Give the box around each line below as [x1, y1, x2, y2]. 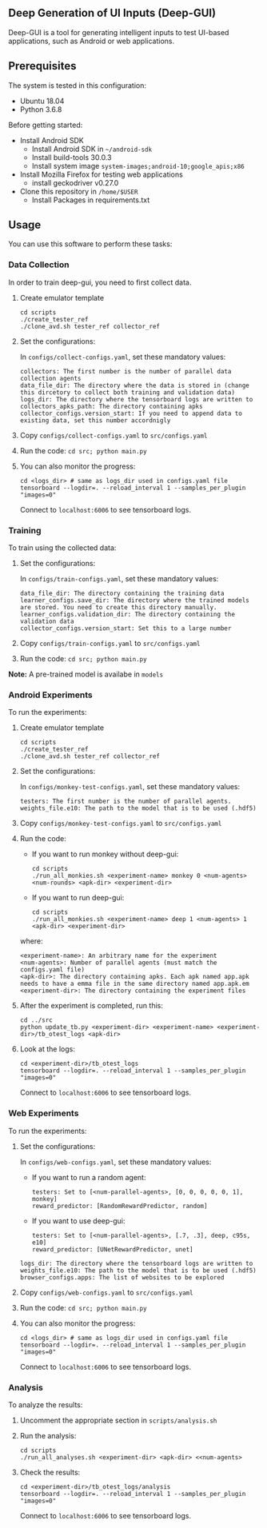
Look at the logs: [19, 1044, 76, 1054]
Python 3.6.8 [19, 104, 62, 114]
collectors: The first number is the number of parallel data [19, 367, 232, 375]
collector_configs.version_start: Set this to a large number [19, 624, 232, 632]
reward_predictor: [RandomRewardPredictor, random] [31, 1202, 208, 1210]
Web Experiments [8, 1107, 79, 1119]
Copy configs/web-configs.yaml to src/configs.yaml [19, 1287, 193, 1297]
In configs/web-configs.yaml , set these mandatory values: [19, 1157, 212, 1167]
